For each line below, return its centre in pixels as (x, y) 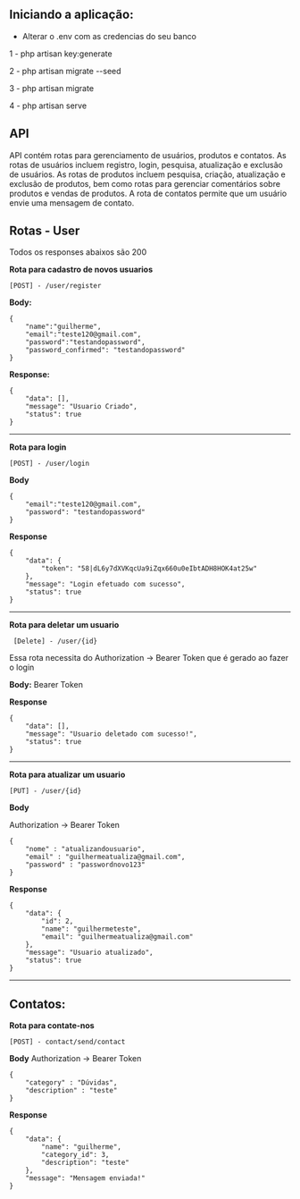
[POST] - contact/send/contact (67, 1042)
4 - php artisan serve (48, 106)
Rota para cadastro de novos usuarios (81, 270)
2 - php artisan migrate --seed (66, 71)
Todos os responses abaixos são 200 (78, 252)
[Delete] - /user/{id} (55, 642)
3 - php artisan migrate (52, 88)
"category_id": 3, (75, 1155)
